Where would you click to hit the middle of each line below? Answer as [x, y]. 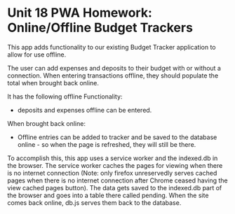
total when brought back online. [53, 83]
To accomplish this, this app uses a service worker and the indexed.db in [113, 158]
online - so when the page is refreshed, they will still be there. [107, 144]
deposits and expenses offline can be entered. [85, 110]
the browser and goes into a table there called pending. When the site [108, 195]
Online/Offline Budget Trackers [100, 28]
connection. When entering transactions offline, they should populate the [113, 76]
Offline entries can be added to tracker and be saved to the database [117, 137]
